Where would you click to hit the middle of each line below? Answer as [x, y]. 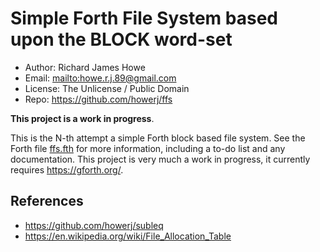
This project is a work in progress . [82, 118]
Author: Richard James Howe [85, 67]
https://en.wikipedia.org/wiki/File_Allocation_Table [128, 236]
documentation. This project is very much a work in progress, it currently [160, 159]
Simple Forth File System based [144, 18]
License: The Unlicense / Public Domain [107, 88]
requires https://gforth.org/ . [67, 169]
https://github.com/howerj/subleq [94, 225]
